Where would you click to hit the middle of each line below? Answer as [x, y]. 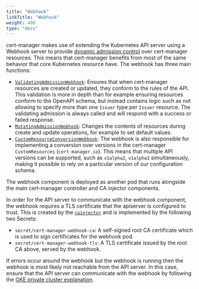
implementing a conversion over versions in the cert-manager [90, 145]
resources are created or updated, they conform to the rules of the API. [102, 88]
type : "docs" [22, 28]
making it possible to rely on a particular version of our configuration [99, 164]
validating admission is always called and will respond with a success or [103, 114]
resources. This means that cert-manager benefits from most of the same [96, 58]
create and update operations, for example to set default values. [93, 133]
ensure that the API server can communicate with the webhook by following [99, 274]
